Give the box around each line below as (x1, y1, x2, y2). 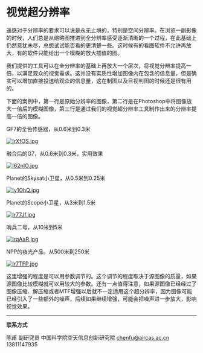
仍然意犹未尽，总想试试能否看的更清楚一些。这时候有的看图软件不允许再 (6, 42, 186, 49)
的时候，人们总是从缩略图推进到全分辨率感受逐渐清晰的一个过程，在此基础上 (6, 34, 197, 41)
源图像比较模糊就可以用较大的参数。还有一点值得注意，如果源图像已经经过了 (6, 280, 197, 287)
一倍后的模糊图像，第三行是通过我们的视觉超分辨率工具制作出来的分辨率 (11, 105, 192, 112)
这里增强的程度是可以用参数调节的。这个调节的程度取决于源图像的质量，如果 (6, 272, 197, 279)
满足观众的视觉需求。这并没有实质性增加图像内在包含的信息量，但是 (22, 69, 192, 77)
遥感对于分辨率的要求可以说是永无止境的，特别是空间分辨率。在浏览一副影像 (6, 27, 197, 34)
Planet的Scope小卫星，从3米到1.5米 (6, 199, 95, 206)
